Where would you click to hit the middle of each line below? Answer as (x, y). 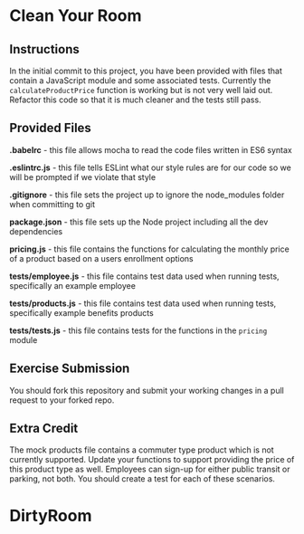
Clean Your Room (76, 16)
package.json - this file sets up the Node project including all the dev (139, 222)
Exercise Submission (70, 369)
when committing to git (52, 204)
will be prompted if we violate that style (83, 176)
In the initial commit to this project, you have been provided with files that (146, 71)
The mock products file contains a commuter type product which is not (142, 450)
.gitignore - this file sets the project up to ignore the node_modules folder (147, 195)
